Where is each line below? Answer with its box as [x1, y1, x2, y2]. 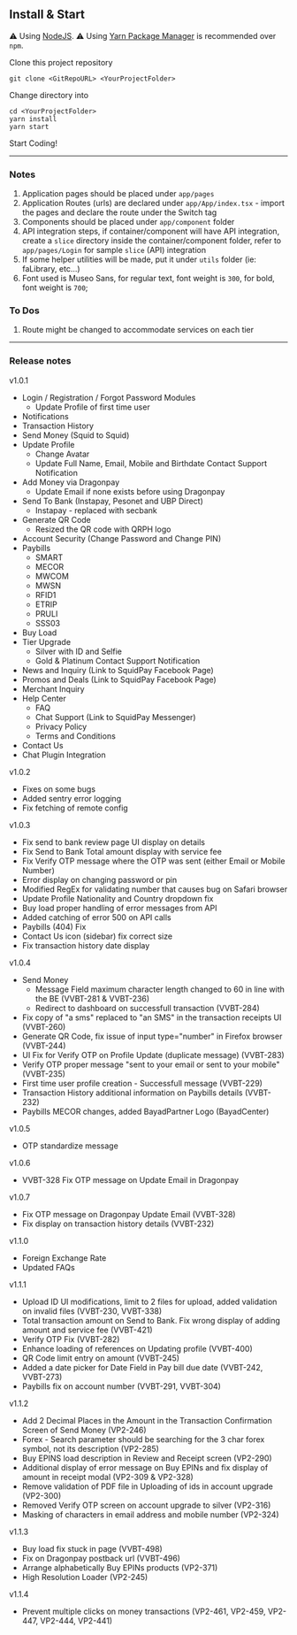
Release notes [9, 355, 72, 367]
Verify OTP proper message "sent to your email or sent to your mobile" [21, 1059, 280, 1070]
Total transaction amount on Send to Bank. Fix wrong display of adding [21, 1315, 281, 1325]
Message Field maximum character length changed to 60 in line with [34, 984, 285, 994]
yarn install [9, 114, 57, 123]
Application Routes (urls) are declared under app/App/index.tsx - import [21, 198, 285, 209]
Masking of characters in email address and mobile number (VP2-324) [21, 1508, 280, 1520]
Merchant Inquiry [21, 683, 86, 694]
